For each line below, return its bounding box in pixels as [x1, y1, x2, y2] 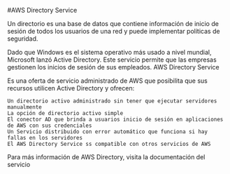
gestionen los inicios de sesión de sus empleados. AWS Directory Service [7, 63, 220, 71]
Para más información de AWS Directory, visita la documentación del [7, 153, 206, 161]
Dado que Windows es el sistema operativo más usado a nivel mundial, [7, 48, 212, 56]
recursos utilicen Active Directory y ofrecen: [7, 84, 135, 92]
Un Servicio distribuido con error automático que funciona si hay [7, 128, 208, 135]
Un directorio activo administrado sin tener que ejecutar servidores [7, 98, 217, 105]
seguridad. [7, 34, 38, 43]
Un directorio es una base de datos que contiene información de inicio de [7, 20, 219, 27]
